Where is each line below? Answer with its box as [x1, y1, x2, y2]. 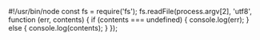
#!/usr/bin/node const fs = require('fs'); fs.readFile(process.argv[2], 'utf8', [8, 7, 252, 16]
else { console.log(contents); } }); [8, 24, 118, 32]
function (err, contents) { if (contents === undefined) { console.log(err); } [8, 15, 250, 24]
